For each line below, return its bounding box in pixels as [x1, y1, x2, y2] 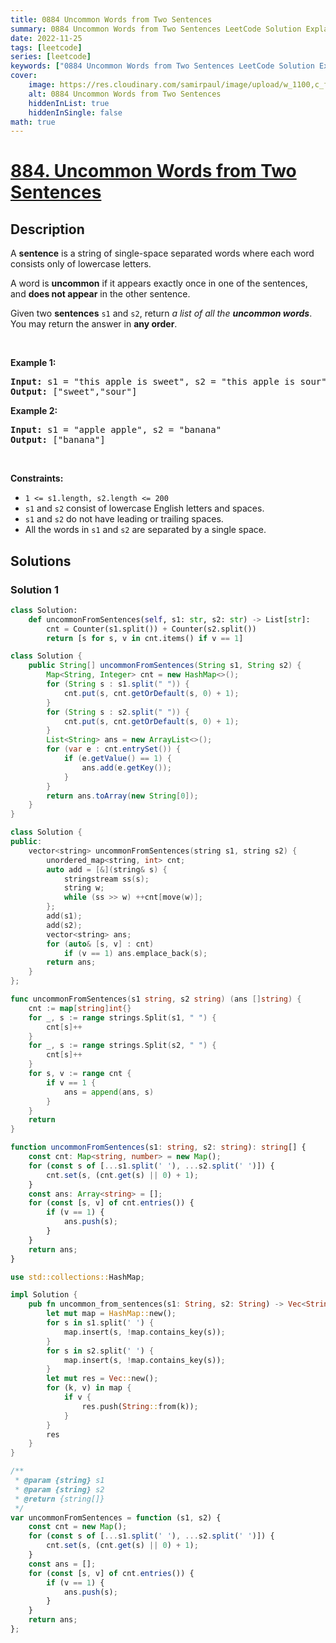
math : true [10, 117, 56, 127]
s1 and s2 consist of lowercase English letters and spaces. [24, 502, 265, 515]
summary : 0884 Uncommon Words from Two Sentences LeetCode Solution [10, 24, 302, 34]
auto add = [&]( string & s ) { [46, 864, 168, 875]
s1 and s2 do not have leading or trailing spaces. [24, 513, 224, 525]
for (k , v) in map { [46, 1383, 132, 1393]
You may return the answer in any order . [10, 318, 178, 330]
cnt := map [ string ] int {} [28, 1003, 132, 1013]
